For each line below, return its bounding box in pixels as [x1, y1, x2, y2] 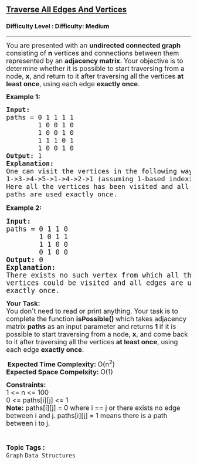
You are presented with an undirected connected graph [6, 41, 181, 49]
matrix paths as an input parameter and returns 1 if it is [6, 322, 176, 331]
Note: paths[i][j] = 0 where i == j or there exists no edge [6, 403, 181, 412]
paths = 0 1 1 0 [6, 225, 69, 233]
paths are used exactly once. [6, 190, 118, 198]
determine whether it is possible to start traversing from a [6, 64, 185, 73]
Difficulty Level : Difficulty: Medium [6, 22, 110, 30]
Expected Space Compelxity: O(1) [6, 368, 113, 376]
